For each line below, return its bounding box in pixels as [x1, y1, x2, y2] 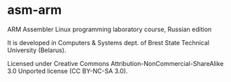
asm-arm [7, 2, 62, 18]
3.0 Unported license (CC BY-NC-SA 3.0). [7, 67, 128, 75]
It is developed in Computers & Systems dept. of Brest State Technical [7, 38, 210, 47]
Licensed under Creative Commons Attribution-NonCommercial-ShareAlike [7, 59, 224, 67]
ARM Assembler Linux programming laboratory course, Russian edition [7, 25, 212, 33]
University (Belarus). [7, 46, 66, 54]
